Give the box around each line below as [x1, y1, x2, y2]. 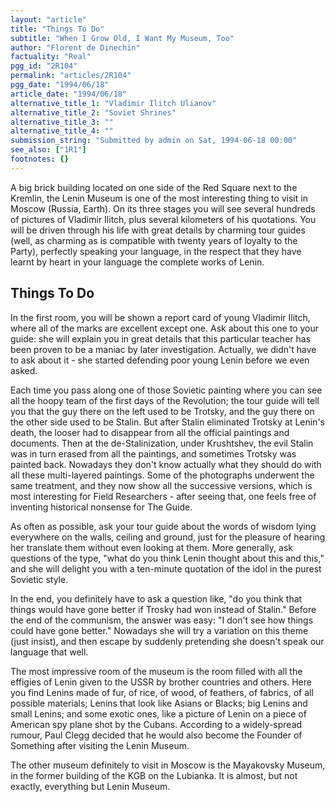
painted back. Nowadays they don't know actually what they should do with [10, 458, 322, 470]
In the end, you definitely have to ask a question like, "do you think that [10, 592, 303, 605]
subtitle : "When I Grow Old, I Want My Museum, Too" [10, 33, 235, 43]
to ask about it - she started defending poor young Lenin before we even [10, 354, 310, 366]
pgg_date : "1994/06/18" [10, 80, 110, 90]
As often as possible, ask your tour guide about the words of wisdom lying [10, 520, 317, 532]
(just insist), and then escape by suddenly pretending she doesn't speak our [10, 635, 325, 647]
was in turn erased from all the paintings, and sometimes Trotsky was [10, 447, 297, 460]
